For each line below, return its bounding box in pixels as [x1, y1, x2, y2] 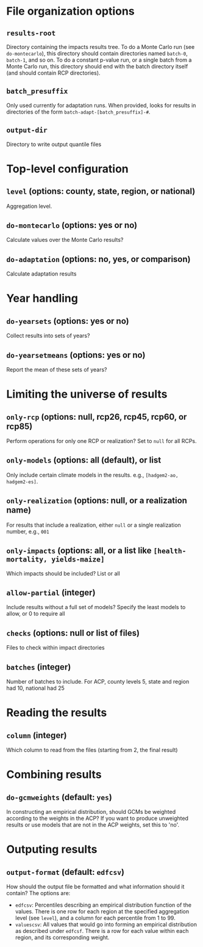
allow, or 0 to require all [6, 610, 65, 618]
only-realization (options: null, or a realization [6, 495, 188, 506]
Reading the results [6, 706, 107, 720]
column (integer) [6, 730, 67, 740]
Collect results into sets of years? [6, 332, 90, 340]
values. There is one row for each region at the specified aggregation [15, 907, 190, 915]
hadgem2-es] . [6, 478, 38, 485]
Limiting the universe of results [6, 387, 168, 401]
